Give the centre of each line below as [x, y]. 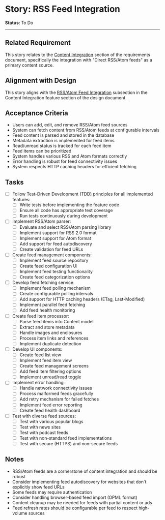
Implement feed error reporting [51, 405]
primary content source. [29, 65]
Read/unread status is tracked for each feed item [62, 146]
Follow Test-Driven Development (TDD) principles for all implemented [82, 194]
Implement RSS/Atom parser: [41, 221]
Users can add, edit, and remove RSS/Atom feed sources [70, 125]
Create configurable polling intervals [56, 294]
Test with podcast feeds [44, 432]
